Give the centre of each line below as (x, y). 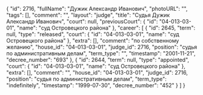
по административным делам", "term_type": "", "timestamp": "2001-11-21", (101, 53)
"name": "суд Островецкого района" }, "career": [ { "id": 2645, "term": (106, 28)
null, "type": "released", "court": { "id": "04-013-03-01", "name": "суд (93, 34)
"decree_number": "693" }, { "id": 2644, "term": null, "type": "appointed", (98, 60)
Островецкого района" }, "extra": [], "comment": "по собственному (93, 41)
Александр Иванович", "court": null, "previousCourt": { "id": (82, 21)
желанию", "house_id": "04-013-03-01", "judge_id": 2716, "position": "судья (102, 47)
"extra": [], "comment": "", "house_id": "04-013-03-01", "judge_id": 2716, (97, 72)
